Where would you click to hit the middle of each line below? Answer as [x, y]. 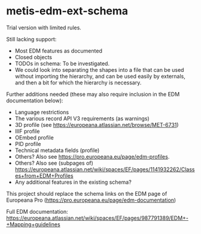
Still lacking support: [31, 39]
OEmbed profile [34, 137]
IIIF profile [27, 131]
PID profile [28, 144]
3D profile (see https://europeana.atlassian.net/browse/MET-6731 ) [97, 124]
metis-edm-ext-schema [67, 11]
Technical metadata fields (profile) [57, 150]
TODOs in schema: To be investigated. [62, 63]
